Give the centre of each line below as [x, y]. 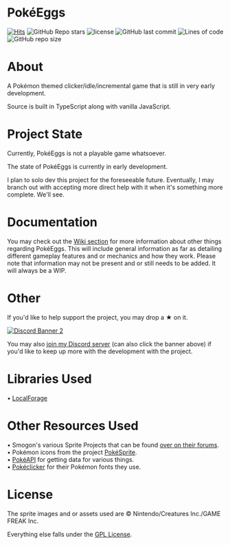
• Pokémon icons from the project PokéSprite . [72, 452]
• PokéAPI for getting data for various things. [71, 459]
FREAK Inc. [23, 521]
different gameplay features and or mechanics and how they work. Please [112, 256]
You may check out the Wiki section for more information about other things [114, 241]
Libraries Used [49, 379]
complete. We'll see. [36, 194]
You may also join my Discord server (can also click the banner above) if [109, 344]
